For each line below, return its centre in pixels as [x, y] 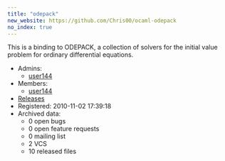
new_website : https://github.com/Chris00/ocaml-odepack [92, 21]
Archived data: [39, 113]
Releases [31, 99]
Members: [33, 84]
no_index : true [30, 27]
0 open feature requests [64, 129]
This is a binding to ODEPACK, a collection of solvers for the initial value [113, 48]
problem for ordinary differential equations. [70, 55]
